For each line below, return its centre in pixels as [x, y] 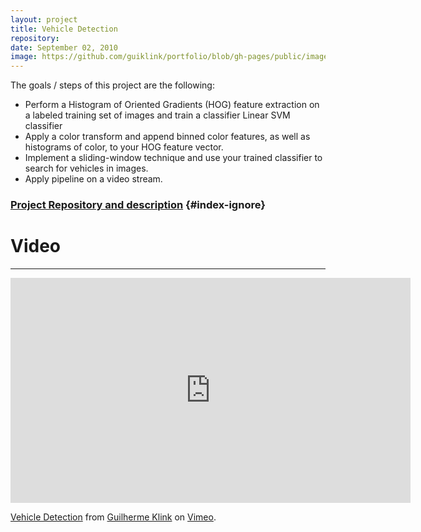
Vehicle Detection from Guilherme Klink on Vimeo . [113, 517]
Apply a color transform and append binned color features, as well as [167, 137]
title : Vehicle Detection [64, 29]
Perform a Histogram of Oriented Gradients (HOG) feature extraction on [172, 105]
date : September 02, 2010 [64, 47]
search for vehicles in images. [86, 168]
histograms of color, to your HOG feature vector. [124, 147]
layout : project [44, 19]
